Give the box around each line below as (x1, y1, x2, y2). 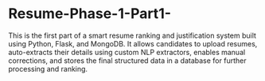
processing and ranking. (8, 64, 88, 73)
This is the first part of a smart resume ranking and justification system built (8, 31, 257, 40)
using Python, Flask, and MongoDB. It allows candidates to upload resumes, (8, 39, 258, 48)
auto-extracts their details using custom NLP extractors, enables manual (8, 47, 246, 57)
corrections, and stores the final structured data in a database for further (8, 56, 247, 65)
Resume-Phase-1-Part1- (8, 5, 172, 23)
